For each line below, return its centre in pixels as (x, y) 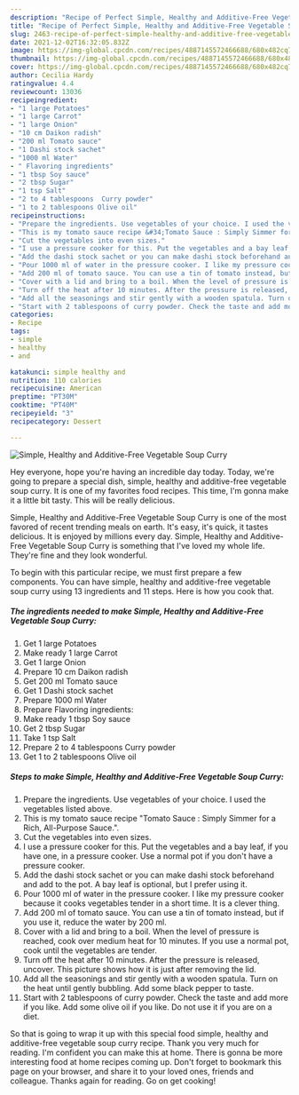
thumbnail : (30, 59)
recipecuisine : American (56, 389)
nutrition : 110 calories (56, 380)
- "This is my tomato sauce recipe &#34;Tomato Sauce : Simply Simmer (143, 232)
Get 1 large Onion (55, 662)
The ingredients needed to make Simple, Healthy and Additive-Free (137, 611)
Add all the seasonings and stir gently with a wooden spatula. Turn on (150, 979)
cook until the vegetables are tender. (90, 950)
